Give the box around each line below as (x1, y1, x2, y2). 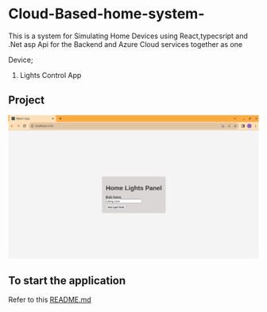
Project (8, 93, 45, 107)
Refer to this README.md (8, 295, 91, 305)
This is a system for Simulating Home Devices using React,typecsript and (8, 31, 249, 41)
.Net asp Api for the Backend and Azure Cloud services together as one (8, 39, 243, 49)
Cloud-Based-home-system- (8, 5, 205, 23)
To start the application (8, 274, 126, 287)
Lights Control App (19, 70, 82, 80)
